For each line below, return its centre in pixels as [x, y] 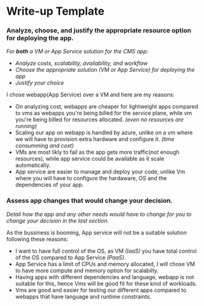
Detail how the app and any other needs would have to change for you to [99, 214]
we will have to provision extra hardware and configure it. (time [95, 139]
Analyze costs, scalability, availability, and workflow [81, 63]
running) [26, 126]
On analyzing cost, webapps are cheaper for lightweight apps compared [107, 107]
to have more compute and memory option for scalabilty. [87, 270]
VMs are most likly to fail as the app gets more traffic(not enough [97, 152]
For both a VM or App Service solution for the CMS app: [77, 52]
